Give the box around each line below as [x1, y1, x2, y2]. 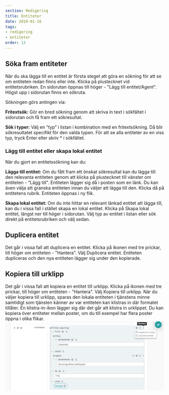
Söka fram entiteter [5, 60, 68, 68]
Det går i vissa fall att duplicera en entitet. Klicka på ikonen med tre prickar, [5, 244, 161, 250]
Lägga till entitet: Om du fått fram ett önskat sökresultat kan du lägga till [5, 169, 156, 175]
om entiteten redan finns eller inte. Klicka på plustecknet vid [5, 78, 130, 85]
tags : [5, 24, 17, 29]
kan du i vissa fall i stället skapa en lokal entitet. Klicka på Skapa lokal [5, 205, 149, 211]
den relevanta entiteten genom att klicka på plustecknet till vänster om [5, 174, 151, 180]
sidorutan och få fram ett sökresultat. [5, 114, 83, 120]
